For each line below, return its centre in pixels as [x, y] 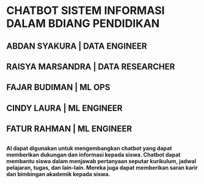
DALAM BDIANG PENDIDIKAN [83, 23]
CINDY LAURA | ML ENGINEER [64, 108]
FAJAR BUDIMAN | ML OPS [58, 87]
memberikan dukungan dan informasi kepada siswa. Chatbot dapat [93, 154]
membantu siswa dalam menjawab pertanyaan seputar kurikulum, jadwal [101, 161]
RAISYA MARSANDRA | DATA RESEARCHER [91, 67]
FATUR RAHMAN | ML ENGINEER [69, 129]
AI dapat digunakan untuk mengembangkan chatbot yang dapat [89, 148]
